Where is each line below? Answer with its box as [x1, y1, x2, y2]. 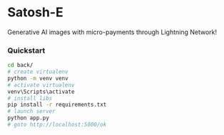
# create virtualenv [7, 68, 69, 75]
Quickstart [7, 45, 46, 55]
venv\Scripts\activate [7, 88, 75, 95]
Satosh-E [7, 4, 63, 21]
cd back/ [7, 62, 34, 69]
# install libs [7, 94, 53, 102]
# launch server [7, 108, 56, 115]
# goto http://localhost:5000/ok [7, 121, 107, 129]
